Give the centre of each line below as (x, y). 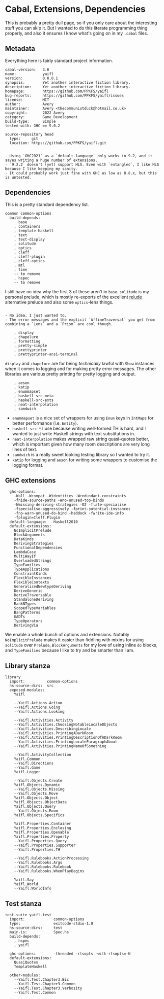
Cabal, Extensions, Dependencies (75, 9)
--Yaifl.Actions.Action (38, 703)
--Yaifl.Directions (34, 763)
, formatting (27, 341)
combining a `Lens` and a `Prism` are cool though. (59, 324)
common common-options (28, 213)
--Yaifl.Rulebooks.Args (38, 863)
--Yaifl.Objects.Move (36, 794)
